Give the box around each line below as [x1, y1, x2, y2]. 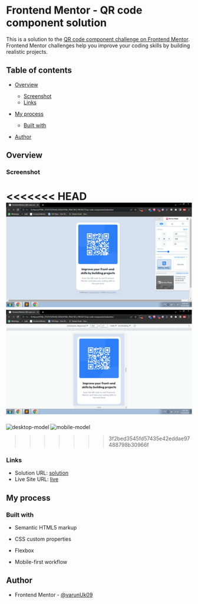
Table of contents [6, 66, 72, 76]
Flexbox [14, 547, 34, 554]
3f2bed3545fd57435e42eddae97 [108, 435, 190, 442]
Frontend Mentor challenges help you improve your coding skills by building [6, 42, 190, 49]
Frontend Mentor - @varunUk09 [14, 591, 93, 598]
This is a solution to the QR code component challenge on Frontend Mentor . [6, 35, 190, 43]
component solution [6, 16, 107, 30]
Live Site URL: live [14, 476, 59, 483]
